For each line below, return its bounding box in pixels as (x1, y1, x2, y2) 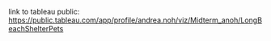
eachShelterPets (8, 24, 64, 33)
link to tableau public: (8, 7, 80, 16)
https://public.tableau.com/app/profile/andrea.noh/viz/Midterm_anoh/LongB (8, 15, 263, 25)
